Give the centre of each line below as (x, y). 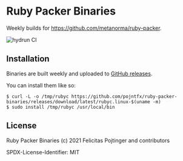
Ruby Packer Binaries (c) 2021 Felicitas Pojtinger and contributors (88, 140)
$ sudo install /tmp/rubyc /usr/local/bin (61, 107)
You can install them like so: (41, 85)
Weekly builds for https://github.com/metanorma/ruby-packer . (84, 28)
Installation (28, 59)
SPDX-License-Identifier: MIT (43, 152)
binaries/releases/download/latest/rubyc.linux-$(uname (78, 101)
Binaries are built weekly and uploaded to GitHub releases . (79, 74)
